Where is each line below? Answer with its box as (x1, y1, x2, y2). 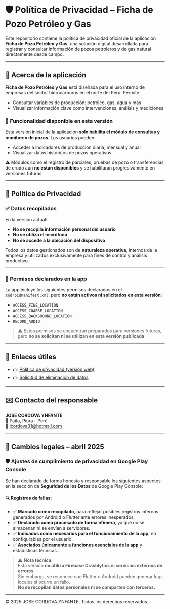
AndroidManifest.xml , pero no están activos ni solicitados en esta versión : (5, 292, 162, 298)
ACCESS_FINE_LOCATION (12, 303, 58, 308)
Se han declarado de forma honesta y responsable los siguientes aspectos (5, 478, 161, 484)
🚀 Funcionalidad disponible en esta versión (5, 117, 113, 124)
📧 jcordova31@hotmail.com (5, 423, 62, 429)
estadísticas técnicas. (12, 547, 58, 553)
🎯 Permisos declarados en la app (5, 275, 87, 282)
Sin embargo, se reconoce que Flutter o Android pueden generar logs (17, 573, 163, 579)
